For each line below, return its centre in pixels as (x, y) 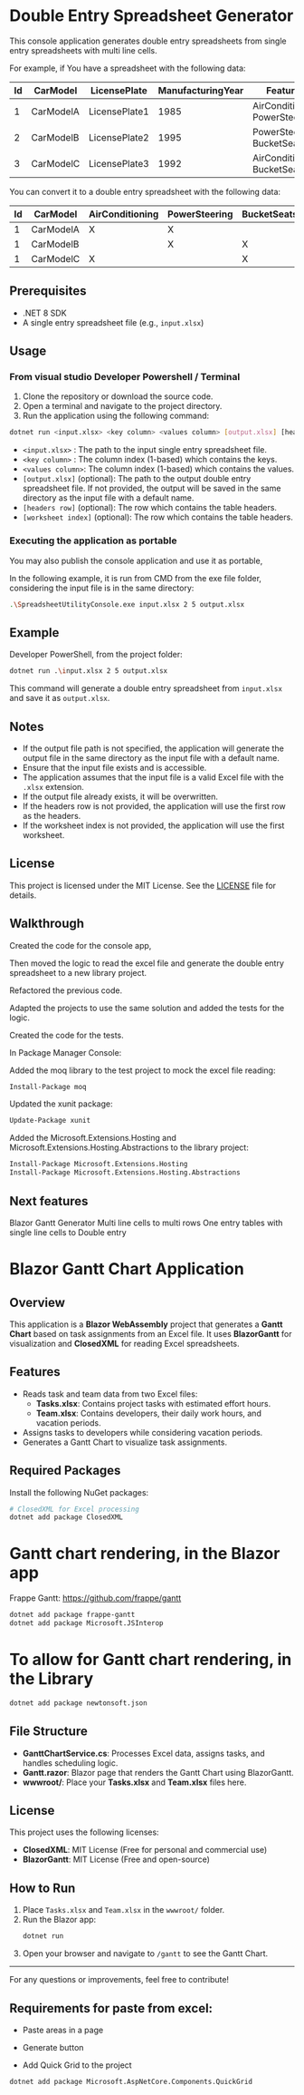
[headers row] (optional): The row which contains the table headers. (150, 508)
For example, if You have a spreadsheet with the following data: (128, 68)
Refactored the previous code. (66, 990)
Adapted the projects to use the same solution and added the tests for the (147, 1008)
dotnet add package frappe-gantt (72, 1615)
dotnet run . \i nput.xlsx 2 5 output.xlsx (89, 671)
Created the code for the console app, (81, 945)
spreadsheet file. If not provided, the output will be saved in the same (152, 488)
